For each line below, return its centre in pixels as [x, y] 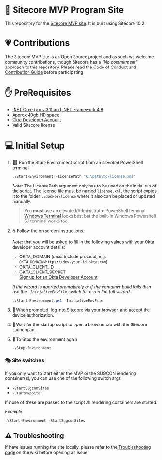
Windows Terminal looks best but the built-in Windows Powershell [90, 216]
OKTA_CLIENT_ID [37, 267]
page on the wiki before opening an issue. [47, 452]
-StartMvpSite [26, 393]
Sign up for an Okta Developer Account [58, 277]
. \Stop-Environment [32, 348]
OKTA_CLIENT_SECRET [43, 272]
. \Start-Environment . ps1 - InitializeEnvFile [58, 301]
